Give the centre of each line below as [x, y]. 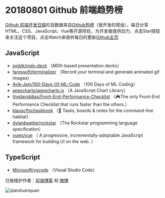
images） [22, 78]
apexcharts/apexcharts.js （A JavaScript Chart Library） [70, 90]
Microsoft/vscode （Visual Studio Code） [55, 170]
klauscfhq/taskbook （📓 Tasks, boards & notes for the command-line [83, 110]
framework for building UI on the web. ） [54, 141]
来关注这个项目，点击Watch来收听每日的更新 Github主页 [62, 37]
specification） [28, 129]
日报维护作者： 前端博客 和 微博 [37, 180]
